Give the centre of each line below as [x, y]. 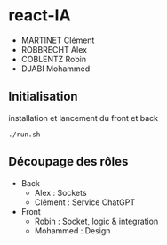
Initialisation [43, 97]
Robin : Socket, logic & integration [96, 221]
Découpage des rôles [68, 162]
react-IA [40, 16]
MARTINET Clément [58, 40]
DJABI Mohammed [56, 69]
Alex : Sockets [60, 192]
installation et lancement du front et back [83, 118]
